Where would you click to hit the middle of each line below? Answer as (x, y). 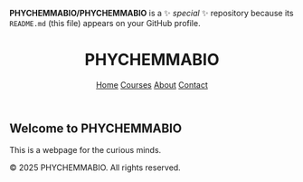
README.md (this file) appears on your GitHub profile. (105, 23)
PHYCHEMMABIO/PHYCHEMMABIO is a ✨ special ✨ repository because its (151, 13)
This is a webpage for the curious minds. (85, 150)
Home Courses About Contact (152, 84)
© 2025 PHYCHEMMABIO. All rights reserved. (95, 168)
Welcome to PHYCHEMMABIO (96, 128)
